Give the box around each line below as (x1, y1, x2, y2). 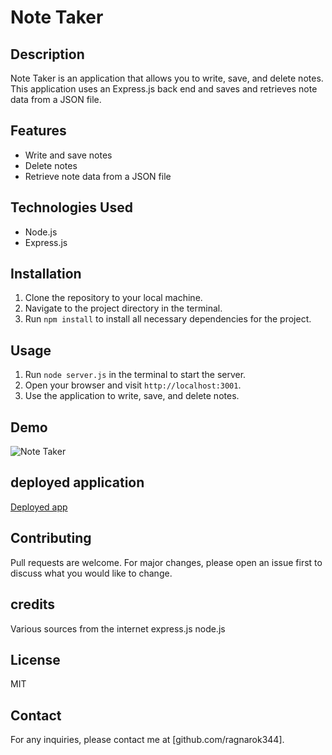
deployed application (10, 474, 145, 491)
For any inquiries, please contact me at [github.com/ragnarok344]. (10, 734, 285, 746)
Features (10, 122, 67, 140)
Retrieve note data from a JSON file (24, 170, 172, 182)
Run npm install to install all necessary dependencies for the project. (24, 313, 312, 325)
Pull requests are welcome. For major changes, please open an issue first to (10, 556, 323, 568)
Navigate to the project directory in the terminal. (24, 302, 223, 315)
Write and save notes (24, 149, 113, 161)
